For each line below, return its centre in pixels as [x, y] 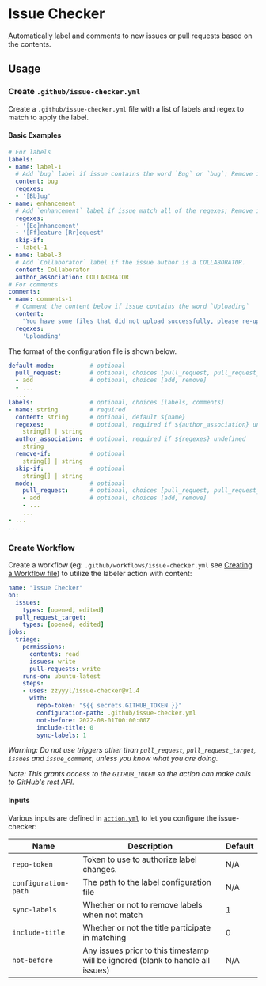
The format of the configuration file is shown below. [92, 351]
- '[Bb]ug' [33, 196]
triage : [28, 639]
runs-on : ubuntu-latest [62, 676]
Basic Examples [35, 135]
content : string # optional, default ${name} [101, 417]
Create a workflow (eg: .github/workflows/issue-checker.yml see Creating [130, 565]
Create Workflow [42, 548]
